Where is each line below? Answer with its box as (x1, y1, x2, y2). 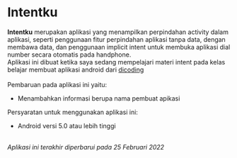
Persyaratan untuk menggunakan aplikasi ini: (7, 108, 138, 116)
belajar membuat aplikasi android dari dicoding (7, 65, 144, 74)
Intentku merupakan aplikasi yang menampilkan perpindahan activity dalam (7, 28, 229, 36)
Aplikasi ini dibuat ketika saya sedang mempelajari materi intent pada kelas (7, 57, 226, 66)
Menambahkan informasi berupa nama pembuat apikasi (17, 94, 180, 103)
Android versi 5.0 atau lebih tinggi (17, 121, 116, 130)
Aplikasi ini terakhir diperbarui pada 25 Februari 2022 (7, 142, 165, 151)
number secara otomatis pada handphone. (7, 50, 132, 59)
